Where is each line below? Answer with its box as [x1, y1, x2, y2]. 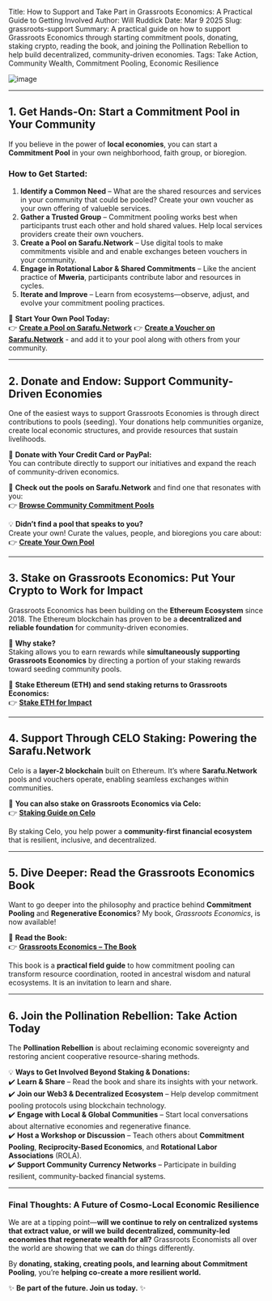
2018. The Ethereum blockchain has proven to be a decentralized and [8, 614, 242, 624]
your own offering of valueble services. [19, 204, 151, 214]
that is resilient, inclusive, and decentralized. [8, 835, 157, 845]
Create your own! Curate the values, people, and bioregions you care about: [8, 528, 261, 537]
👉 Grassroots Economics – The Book [8, 942, 137, 951]
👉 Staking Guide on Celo [8, 807, 96, 817]
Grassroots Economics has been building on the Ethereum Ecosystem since [8, 605, 263, 615]
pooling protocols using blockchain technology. [8, 1100, 167, 1111]
